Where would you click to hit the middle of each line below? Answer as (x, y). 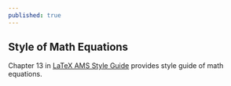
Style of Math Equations (68, 47)
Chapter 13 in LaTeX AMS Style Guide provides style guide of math (116, 66)
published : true (35, 15)
